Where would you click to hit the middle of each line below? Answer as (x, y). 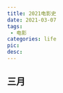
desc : (15, 52)
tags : (15, 26)
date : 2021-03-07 (32, 20)
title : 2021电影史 (32, 13)
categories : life (32, 39)
